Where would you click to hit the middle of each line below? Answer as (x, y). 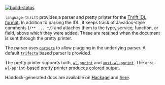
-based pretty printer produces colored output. (72, 68)
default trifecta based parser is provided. (48, 53)
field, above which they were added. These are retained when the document (82, 33)
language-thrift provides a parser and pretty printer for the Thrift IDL (76, 17)
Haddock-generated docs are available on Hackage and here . (68, 77)
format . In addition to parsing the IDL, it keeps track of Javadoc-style (75, 22)
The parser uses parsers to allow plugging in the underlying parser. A (76, 48)
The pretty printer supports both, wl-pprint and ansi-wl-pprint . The (75, 63)
